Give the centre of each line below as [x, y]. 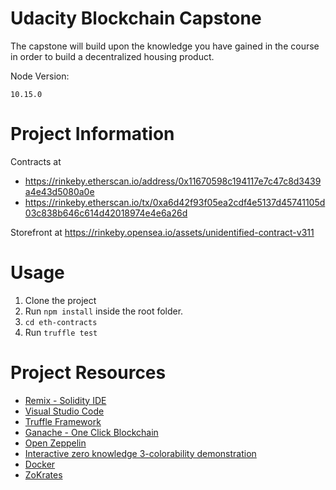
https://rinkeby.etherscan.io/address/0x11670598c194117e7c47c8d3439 [173, 181]
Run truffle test [61, 332]
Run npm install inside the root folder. [104, 311]
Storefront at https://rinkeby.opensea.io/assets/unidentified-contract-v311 [162, 232]
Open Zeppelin [55, 443]
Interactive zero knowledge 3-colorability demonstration [140, 453]
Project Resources [88, 373]
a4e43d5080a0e [59, 191]
